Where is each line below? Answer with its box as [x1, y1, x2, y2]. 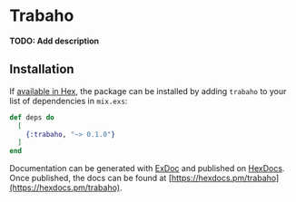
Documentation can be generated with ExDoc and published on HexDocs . [9, 163, 285, 174]
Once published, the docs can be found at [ [9, 173, 173, 184]
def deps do [9, 112, 54, 122]
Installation [9, 62, 74, 77]
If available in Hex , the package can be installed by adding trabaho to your [9, 85, 287, 96]
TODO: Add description [9, 35, 100, 46]
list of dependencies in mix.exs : [9, 95, 128, 106]
